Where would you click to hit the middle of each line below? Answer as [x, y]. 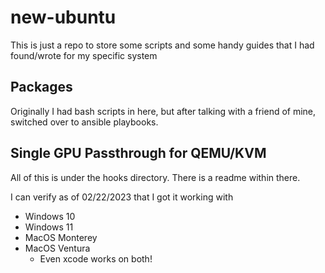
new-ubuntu [63, 17]
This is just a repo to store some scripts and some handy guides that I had [162, 45]
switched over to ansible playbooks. [84, 122]
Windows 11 [49, 227]
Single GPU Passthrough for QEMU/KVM [138, 153]
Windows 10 [50, 216]
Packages [41, 87]
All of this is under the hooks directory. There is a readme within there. [155, 177]
